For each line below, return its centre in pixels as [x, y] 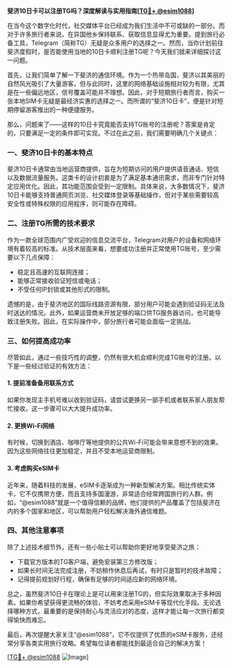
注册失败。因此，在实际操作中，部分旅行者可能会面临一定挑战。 [104, 321]
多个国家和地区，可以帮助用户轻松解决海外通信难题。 [95, 511]
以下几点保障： [34, 257]
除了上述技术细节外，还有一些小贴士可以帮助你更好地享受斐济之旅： [104, 547]
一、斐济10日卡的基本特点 [50, 152]
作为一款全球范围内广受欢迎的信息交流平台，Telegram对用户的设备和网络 [111, 240]
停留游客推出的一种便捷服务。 [55, 109]
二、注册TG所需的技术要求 [51, 223]
